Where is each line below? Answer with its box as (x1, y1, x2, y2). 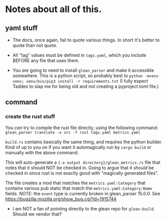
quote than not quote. (12, 42, 58, 48)
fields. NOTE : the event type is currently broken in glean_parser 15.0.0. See (5, 190, 160, 196)
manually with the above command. (5, 149, 79, 155)
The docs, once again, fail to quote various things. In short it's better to (12, 37, 160, 43)
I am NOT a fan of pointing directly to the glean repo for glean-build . (12, 205, 155, 211)
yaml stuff (5, 24, 38, 32)
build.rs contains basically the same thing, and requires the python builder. (5, 139, 162, 145)
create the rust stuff (5, 113, 55, 120)
